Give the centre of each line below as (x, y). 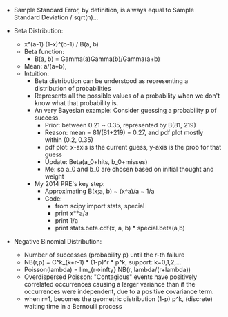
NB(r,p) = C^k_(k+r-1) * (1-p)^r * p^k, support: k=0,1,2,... (103, 262)
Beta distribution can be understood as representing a (111, 81)
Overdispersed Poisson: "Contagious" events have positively (111, 277)
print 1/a (66, 220)
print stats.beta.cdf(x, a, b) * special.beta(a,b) (120, 228)
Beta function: (44, 52)
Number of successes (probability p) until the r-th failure (104, 255)
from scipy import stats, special (100, 206)
